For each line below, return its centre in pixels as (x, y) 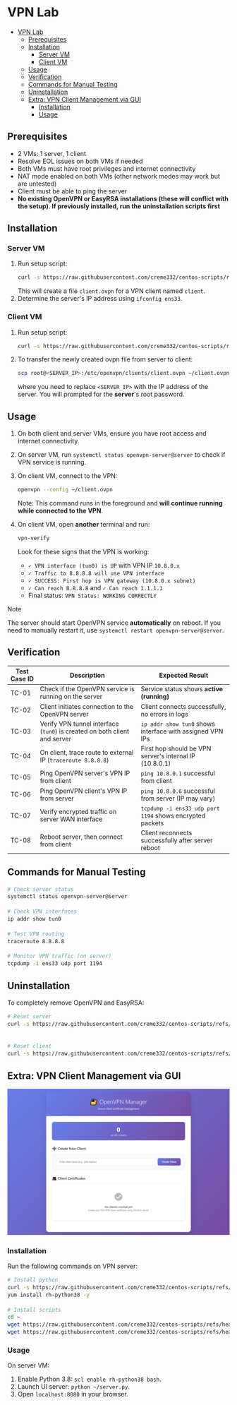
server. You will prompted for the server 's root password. (101, 394)
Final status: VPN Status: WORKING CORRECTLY (92, 595)
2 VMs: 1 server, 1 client (52, 153)
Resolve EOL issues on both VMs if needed (80, 161)
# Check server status (41, 889)
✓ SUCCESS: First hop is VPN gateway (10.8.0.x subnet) (112, 581)
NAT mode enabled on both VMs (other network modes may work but (119, 176)
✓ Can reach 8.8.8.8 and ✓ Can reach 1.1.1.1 (96, 587)
